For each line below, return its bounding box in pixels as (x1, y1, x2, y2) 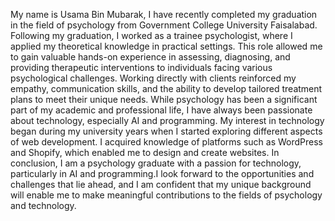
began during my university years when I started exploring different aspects (10, 125, 323, 137)
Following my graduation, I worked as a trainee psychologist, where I (10, 30, 293, 41)
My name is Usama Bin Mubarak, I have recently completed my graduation (10, 9, 318, 20)
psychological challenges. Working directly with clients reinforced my (10, 72, 297, 84)
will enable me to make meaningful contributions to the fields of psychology (10, 189, 323, 201)
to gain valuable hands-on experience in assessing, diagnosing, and (10, 51, 291, 63)
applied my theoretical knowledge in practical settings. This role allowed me (10, 40, 323, 52)
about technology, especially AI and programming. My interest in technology (10, 115, 325, 126)
